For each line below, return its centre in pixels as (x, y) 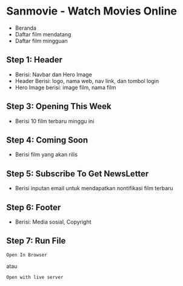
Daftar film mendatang (43, 34)
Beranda (25, 28)
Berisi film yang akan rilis (46, 155)
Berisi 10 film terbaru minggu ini (55, 121)
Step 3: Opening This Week (59, 106)
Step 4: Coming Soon (47, 140)
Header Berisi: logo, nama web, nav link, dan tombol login (87, 81)
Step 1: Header (34, 60)
